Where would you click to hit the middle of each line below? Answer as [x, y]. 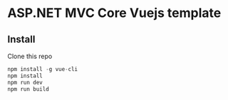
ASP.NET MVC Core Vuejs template [114, 13]
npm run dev [25, 82]
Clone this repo [30, 56]
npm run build [28, 89]
